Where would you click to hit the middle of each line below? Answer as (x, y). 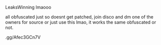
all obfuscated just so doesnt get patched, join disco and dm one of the (79, 17)
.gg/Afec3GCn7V (23, 37)
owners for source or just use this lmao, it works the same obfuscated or (81, 22)
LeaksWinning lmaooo (28, 7)
